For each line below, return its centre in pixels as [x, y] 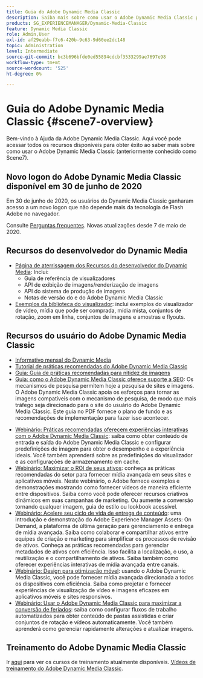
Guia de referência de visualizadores [70, 278]
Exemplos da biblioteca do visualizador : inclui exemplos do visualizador [104, 304]
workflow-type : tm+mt [34, 62]
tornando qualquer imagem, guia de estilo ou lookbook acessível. [96, 506]
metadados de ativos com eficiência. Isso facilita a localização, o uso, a [104, 552]
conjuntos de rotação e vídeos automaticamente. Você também [94, 622]
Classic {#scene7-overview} [80, 122]
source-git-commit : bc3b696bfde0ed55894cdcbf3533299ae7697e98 [86, 57]
